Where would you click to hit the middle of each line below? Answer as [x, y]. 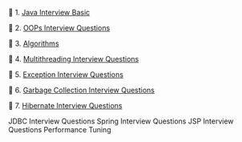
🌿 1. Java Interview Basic [49, 12]
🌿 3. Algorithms [34, 43]
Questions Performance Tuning [60, 130]
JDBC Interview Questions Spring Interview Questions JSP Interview [121, 121]
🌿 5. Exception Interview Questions [66, 75]
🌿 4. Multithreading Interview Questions [74, 59]
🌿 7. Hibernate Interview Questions [65, 105]
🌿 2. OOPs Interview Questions [59, 28]
